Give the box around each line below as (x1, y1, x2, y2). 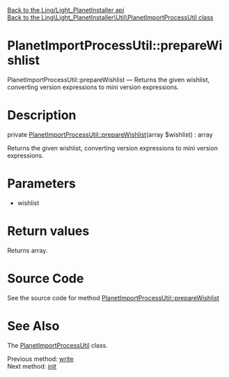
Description (7, 107, 77, 123)
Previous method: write (7, 355, 74, 363)
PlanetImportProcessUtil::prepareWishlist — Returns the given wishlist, (7, 75, 210, 84)
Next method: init (7, 362, 57, 370)
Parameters (7, 176, 77, 192)
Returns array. (7, 246, 48, 254)
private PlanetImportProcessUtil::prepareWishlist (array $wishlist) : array (7, 130, 214, 139)
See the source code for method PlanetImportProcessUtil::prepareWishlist (7, 293, 219, 302)
